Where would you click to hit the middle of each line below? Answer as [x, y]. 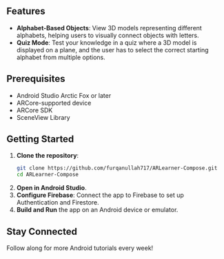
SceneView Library [43, 117]
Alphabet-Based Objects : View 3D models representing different [109, 28]
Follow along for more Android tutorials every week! [80, 248]
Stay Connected [42, 231]
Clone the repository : [48, 156]
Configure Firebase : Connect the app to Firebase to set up [100, 195]
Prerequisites [36, 79]
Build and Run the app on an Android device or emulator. [97, 210]
